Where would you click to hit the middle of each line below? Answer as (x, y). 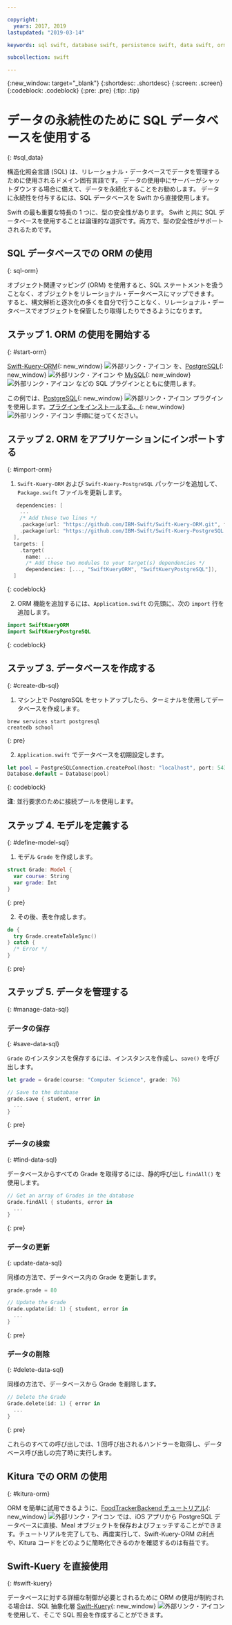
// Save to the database (43, 1092)
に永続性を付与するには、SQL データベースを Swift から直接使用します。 (110, 198)
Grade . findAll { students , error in (60, 1202)
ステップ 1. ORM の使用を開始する (79, 335)
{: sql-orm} (23, 270)
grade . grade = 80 (32, 1290)
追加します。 (35, 612)
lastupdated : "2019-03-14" (46, 32)
